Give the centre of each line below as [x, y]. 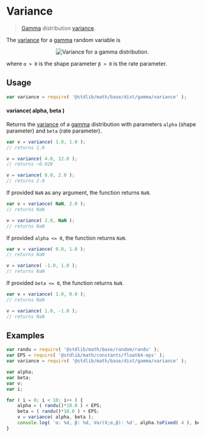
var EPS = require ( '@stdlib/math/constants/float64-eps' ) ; [86, 355]
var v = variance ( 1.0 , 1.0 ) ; [46, 142]
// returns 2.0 [26, 181]
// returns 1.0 [26, 148]
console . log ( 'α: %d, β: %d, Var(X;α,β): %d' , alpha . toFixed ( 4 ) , [105, 423]
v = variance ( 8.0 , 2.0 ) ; [41, 175]
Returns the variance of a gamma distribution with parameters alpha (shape [101, 124]
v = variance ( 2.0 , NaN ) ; [41, 220]
